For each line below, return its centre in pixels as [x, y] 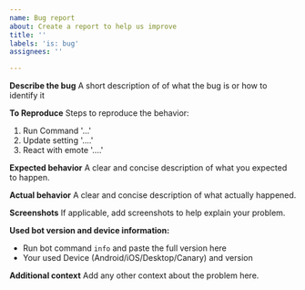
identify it [27, 96]
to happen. [30, 178]
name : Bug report [42, 18]
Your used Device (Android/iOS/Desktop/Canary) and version [137, 258]
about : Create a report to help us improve [93, 26]
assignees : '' [36, 52]
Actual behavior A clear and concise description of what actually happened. [153, 195]
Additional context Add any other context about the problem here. [134, 275]
